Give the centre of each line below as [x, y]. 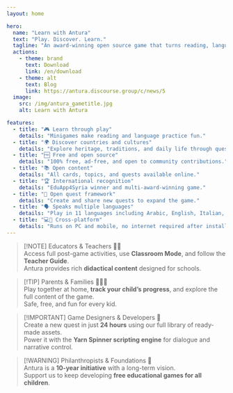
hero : [14, 26]
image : [22, 97]
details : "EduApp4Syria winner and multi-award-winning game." [113, 187]
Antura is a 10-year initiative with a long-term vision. [99, 368]
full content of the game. [59, 296]
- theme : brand [41, 59]
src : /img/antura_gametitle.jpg [66, 104]
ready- [204, 325]
